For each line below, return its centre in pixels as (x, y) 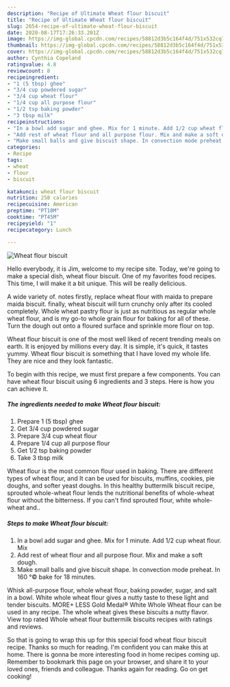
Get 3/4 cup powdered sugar (58, 429)
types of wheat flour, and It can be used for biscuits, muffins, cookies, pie (111, 479)
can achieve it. (28, 389)
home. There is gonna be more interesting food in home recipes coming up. (114, 655)
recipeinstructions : (37, 122)
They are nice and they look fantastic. (60, 361)
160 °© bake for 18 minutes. (56, 577)
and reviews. (25, 627)
